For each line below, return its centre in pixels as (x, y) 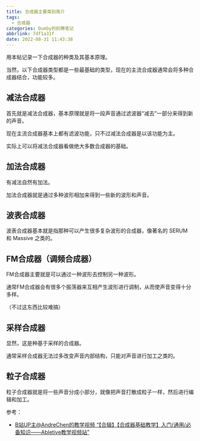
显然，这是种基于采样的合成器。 (45, 343)
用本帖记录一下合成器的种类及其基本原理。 (58, 57)
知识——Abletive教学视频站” (55, 432)
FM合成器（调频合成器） (51, 259)
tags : (13, 17)
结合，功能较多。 (37, 77)
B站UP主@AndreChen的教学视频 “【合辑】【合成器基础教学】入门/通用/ (100, 424)
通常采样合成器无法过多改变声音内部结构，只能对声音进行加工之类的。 (92, 356)
